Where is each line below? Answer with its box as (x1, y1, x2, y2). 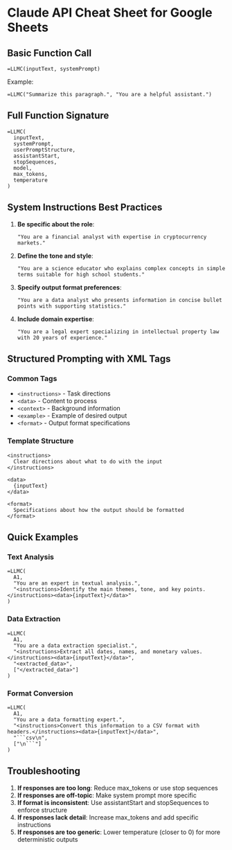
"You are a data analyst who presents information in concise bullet (17, 296, 223, 303)
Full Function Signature (7, 109, 109, 122)
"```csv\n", (13, 734, 48, 741)
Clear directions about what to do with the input (13, 458, 163, 465)
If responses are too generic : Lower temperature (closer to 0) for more (17, 828, 220, 836)
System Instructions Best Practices (7, 202, 163, 213)
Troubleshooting (7, 765, 81, 777)
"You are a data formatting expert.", (13, 716, 126, 723)
